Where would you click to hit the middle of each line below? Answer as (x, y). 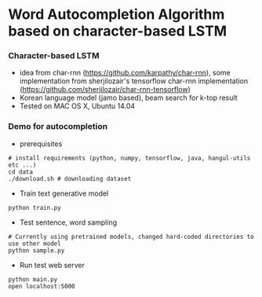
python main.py (33, 279)
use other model (35, 244)
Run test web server (52, 265)
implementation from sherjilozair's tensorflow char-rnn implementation (134, 81)
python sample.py (36, 250)
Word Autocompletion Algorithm (116, 15)
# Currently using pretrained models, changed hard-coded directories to (131, 236)
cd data (21, 172)
